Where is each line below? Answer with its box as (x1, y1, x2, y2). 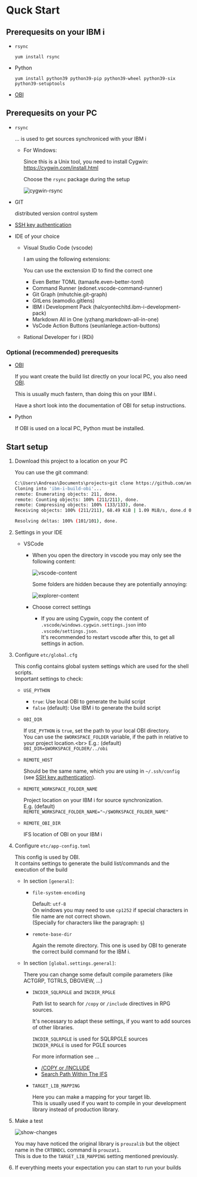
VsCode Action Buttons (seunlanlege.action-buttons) (32, 322, 161, 329)
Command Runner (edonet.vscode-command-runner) (32, 284, 163, 291)
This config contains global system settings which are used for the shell (14, 663, 189, 670)
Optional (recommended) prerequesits (6, 348, 119, 356)
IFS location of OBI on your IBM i (23, 831, 102, 838)
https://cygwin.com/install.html (23, 164, 99, 171)
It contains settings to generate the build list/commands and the (14, 860, 169, 867)
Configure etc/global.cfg (14, 651, 78, 659)
